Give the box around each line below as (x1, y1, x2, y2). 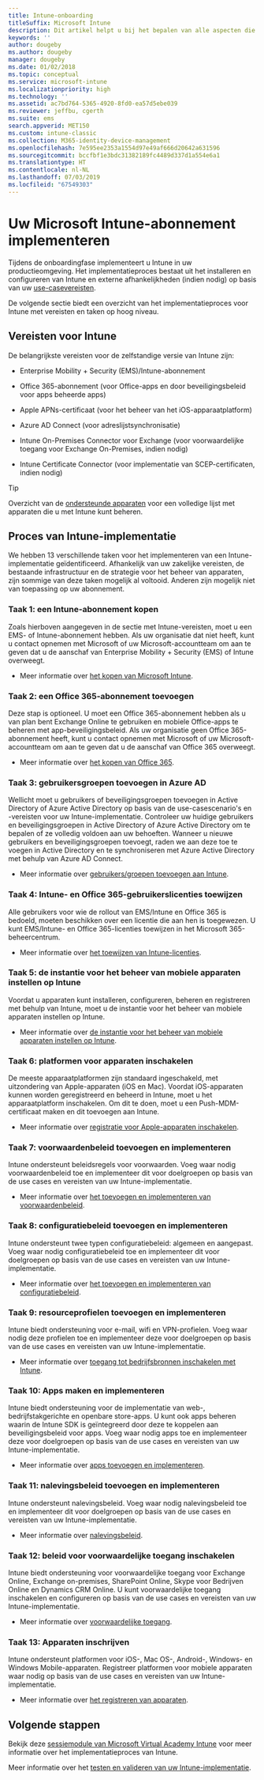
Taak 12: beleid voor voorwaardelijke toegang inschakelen (8, 1550, 235, 1561)
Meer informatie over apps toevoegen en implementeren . (19, 1461, 205, 1470)
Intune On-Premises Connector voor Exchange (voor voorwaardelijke (19, 436, 244, 445)
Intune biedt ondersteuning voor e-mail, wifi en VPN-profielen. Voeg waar (8, 1325, 248, 1334)
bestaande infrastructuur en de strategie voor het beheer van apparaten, (8, 567, 244, 577)
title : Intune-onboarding (8, 11, 93, 20)
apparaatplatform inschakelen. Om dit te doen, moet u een (8, 1098, 198, 1108)
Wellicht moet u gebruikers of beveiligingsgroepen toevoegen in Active (8, 796, 239, 805)
